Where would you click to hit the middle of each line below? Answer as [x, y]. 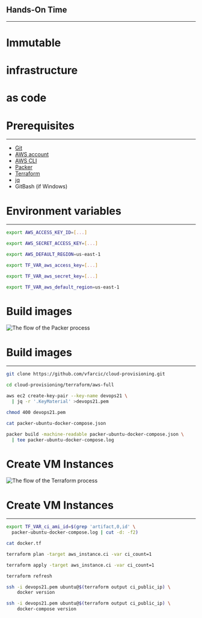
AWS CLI [26, 161]
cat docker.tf [24, 543]
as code [26, 98]
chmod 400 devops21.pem [36, 412]
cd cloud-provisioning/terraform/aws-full [60, 385]
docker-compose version [47, 609]
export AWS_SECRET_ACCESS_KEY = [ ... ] [52, 244]
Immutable [34, 43]
